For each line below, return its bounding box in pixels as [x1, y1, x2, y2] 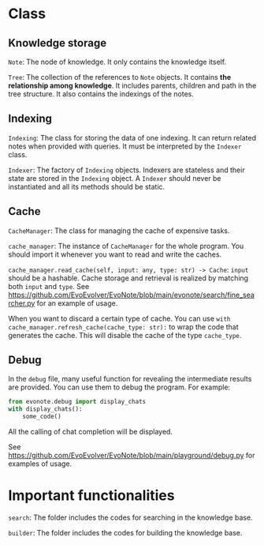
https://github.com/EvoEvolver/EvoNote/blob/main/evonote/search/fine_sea [8, 290, 255, 299]
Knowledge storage [8, 36, 107, 50]
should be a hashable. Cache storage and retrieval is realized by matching [8, 273, 249, 283]
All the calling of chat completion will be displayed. [8, 427, 173, 437]
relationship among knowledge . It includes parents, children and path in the [8, 81, 257, 90]
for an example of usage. [36, 298, 118, 308]
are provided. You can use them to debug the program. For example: [8, 382, 231, 392]
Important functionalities [8, 487, 175, 505]
